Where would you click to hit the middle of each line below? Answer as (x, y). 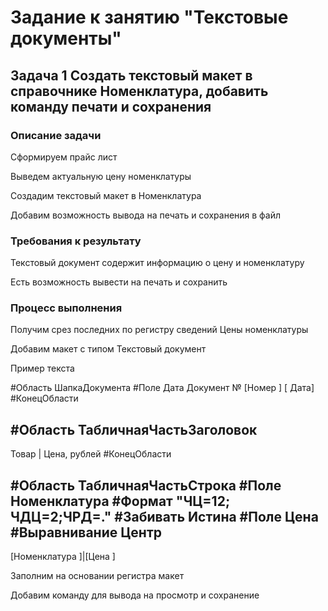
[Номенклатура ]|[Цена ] (63, 557)
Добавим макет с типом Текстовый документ (108, 349)
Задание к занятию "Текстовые (149, 17)
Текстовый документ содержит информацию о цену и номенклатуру (157, 263)
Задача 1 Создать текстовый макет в (131, 75)
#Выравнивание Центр (86, 532)
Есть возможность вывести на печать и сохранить (119, 282)
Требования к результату (76, 241)
